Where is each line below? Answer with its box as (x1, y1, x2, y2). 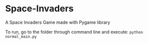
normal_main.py (5, 34, 37, 39)
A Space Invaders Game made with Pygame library (5, 19, 110, 25)
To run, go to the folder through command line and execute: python (5, 29, 143, 35)
